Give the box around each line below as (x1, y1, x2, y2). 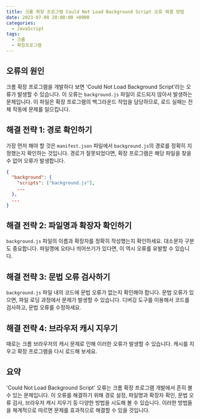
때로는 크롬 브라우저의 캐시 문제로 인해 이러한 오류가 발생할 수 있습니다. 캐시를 (6, 340, 189, 348)
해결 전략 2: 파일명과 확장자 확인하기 (6, 220, 132, 231)
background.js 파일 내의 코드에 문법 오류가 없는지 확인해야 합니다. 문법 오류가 (6, 289, 188, 296)
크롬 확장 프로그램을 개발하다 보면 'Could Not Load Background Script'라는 (6, 83, 185, 90)
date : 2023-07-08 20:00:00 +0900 (6, 14, 90, 20)
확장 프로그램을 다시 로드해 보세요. (17, 348, 98, 355)
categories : (6, 20, 36, 26)
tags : (6, 31, 20, 37)
